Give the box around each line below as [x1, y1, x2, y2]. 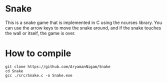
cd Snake [5, 68, 23, 73]
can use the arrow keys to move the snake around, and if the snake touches [5, 24, 161, 30]
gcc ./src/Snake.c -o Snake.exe [5, 73, 72, 78]
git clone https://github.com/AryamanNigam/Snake [5, 64, 111, 69]
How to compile [5, 48, 71, 59]
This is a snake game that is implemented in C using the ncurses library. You [5, 19, 162, 25]
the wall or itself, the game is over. [5, 30, 76, 36]
